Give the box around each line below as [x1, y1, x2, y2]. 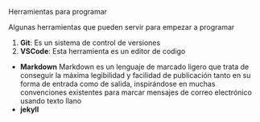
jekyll [19, 104, 39, 114]
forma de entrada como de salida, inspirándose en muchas [19, 79, 216, 88]
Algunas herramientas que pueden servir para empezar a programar [8, 22, 235, 31]
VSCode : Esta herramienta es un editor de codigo [19, 47, 186, 55]
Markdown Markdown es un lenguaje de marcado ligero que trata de [19, 62, 250, 71]
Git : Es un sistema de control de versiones [19, 38, 161, 47]
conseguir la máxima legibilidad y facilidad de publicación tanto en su [19, 71, 251, 79]
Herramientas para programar [8, 7, 107, 16]
